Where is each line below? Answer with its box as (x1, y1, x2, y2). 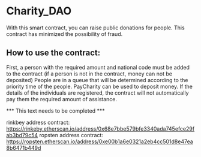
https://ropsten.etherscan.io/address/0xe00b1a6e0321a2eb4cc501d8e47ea (6, 138, 193, 145)
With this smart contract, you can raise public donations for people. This (6, 24, 185, 31)
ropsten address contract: (38, 131, 104, 138)
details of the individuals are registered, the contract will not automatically (6, 89, 189, 96)
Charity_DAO (6, 4, 72, 18)
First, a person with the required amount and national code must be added (6, 64, 190, 71)
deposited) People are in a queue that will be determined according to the (6, 76, 188, 83)
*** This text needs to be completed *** (6, 107, 105, 114)
